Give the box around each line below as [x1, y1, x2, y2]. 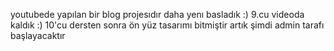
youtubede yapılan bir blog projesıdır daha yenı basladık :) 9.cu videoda [10, 9, 305, 20]
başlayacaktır [10, 30, 66, 41]
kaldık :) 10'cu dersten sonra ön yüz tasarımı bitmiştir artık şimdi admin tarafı [10, 19, 325, 31]
